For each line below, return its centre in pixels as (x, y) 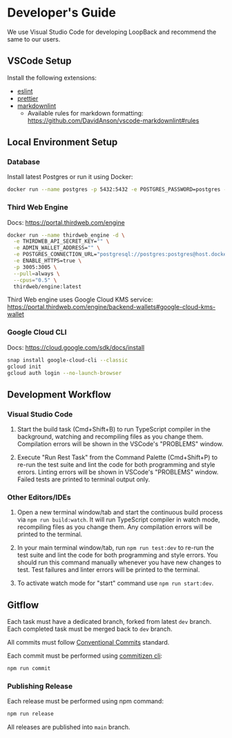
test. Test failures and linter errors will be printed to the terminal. (108, 570)
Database (23, 162)
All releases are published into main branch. (69, 727)
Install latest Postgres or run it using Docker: (70, 177)
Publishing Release (40, 686)
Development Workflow (59, 395)
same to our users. (34, 39)
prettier (28, 98)
